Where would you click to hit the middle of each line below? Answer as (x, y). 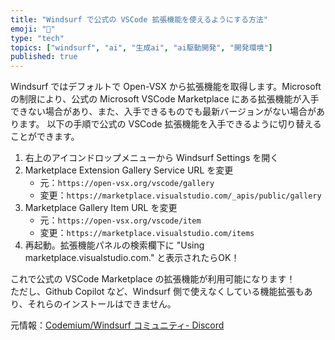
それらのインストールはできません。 (102, 304)
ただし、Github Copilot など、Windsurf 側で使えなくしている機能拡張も (157, 292)
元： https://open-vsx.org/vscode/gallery (127, 183)
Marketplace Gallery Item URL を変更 (101, 208)
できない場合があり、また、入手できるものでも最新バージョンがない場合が (163, 112)
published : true (44, 57)
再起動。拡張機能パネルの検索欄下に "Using (114, 245)
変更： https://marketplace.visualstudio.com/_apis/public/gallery (180, 195)
